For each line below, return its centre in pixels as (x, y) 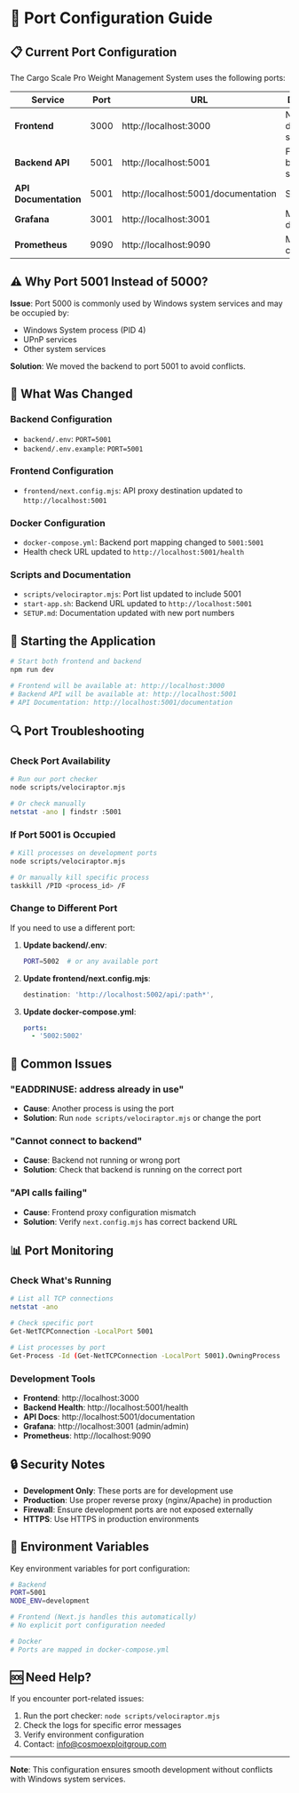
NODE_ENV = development (50, 1601)
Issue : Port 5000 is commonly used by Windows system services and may (146, 303)
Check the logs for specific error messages (102, 1725)
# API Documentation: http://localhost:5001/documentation (122, 702)
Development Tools (53, 1379)
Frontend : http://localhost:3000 (81, 1397)
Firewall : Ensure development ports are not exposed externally (138, 1509)
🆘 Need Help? (51, 1678)
